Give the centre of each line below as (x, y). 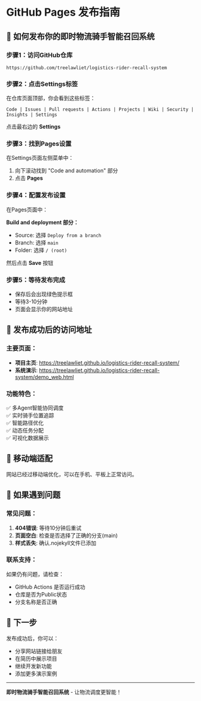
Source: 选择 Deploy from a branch (58, 235)
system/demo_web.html (44, 377)
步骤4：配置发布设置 (36, 195)
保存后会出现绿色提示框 (44, 294)
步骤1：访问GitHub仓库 (39, 55)
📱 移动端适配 (29, 459)
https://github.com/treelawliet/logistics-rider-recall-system (87, 68)
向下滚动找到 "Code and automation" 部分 (66, 171)
